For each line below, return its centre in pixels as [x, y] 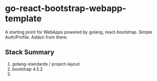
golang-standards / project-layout [46, 64]
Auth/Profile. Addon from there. [36, 37]
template [24, 19]
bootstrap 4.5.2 [27, 69]
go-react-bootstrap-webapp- [66, 8]
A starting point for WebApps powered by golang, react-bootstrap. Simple [79, 32]
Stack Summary [30, 52]
